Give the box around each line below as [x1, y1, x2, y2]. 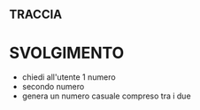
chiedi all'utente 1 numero [21, 72, 117, 82]
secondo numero [21, 82, 85, 92]
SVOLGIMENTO [9, 43, 125, 63]
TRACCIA [9, 7, 63, 22]
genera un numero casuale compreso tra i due [21, 90, 192, 101]
